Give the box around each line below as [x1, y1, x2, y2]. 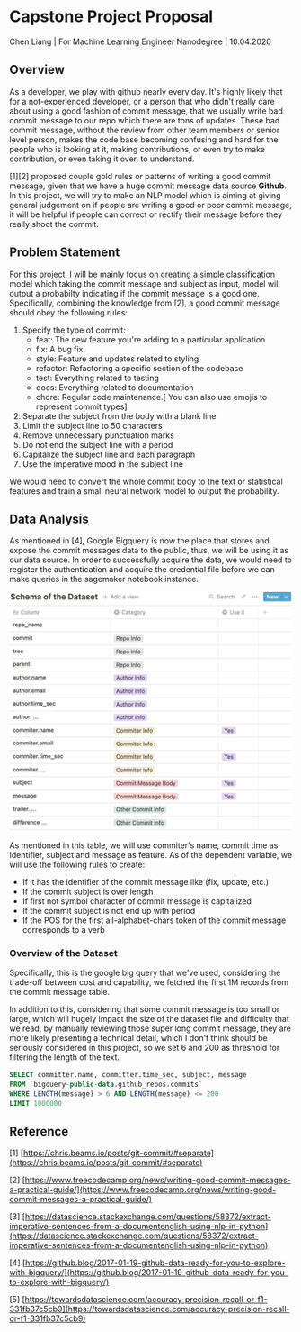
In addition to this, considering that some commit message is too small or [9, 1003, 280, 1015]
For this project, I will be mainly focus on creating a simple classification [9, 269, 276, 279]
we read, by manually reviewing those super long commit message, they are [9, 1023, 292, 1034]
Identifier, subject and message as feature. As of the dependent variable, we [9, 849, 293, 860]
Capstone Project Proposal [9, 6, 214, 27]
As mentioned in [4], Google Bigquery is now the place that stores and [9, 535, 270, 546]
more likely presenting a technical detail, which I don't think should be [9, 1032, 268, 1043]
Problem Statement [9, 245, 120, 260]
